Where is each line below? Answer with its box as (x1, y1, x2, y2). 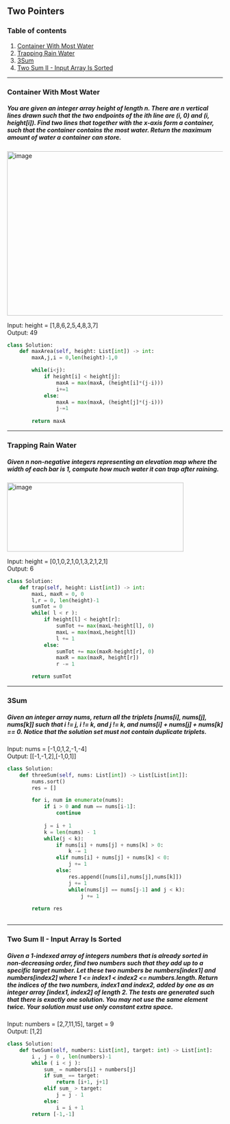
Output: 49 (7, 328, 38, 336)
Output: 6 (7, 564, 34, 573)
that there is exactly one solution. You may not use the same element (7, 995, 208, 1003)
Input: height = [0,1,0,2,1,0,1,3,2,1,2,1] (7, 557, 108, 565)
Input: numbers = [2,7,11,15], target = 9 (7, 1020, 114, 1028)
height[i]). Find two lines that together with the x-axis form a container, (7, 119, 214, 127)
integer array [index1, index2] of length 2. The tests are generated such (7, 988, 215, 996)
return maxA (31, 418, 66, 425)
